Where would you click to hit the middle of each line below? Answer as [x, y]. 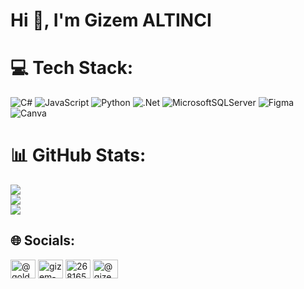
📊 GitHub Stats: [78, 155]
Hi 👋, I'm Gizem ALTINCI [111, 20]
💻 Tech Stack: [72, 68]
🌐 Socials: [43, 240]
